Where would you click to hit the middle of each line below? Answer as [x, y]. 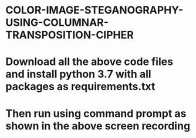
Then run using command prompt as [96, 113]
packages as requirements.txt [80, 87]
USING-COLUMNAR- [57, 23]
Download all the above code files [89, 62]
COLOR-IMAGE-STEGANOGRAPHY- [94, 10]
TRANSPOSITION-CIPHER [70, 35]
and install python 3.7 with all [78, 74]
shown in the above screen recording [98, 126]
